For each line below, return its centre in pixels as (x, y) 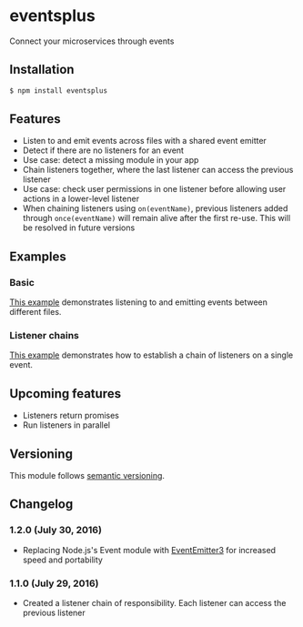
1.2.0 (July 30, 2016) (56, 531)
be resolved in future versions (79, 228)
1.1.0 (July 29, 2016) (54, 583)
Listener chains (44, 336)
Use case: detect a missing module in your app (111, 160)
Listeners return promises (71, 416)
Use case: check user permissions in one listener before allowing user (154, 189)
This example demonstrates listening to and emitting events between (139, 302)
